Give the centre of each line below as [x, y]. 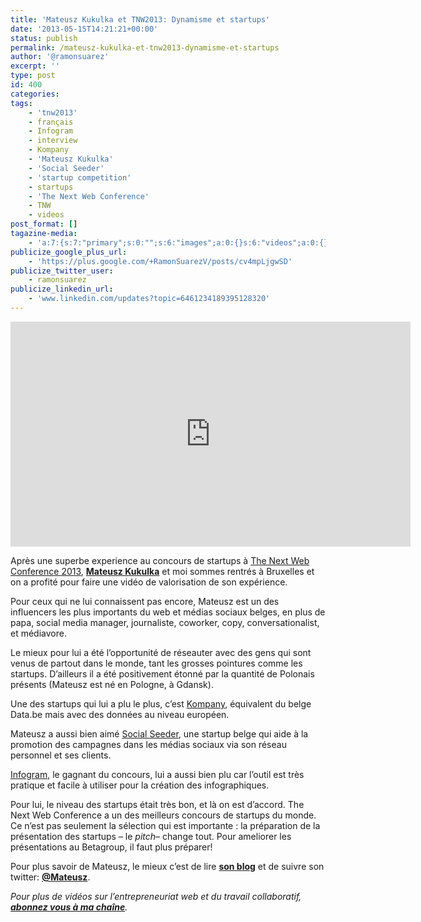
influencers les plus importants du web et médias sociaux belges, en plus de [168, 612]
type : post [33, 76]
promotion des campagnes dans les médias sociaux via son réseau [148, 744]
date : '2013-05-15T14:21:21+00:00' [84, 29]
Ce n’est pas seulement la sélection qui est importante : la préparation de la [165, 825]
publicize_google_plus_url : [69, 252]
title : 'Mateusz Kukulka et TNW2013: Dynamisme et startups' [140, 19]
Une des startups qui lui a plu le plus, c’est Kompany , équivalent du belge [161, 703]
